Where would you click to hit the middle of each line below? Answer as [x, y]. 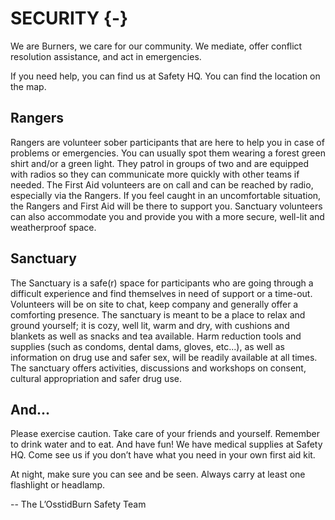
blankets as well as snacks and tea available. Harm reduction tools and [156, 336]
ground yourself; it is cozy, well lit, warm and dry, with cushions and [150, 325]
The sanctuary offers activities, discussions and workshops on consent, [158, 368]
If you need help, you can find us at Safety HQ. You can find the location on [165, 76]
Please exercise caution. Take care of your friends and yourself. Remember [165, 434]
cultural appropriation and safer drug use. [96, 378]
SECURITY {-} [69, 18]
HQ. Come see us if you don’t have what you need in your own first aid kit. [163, 455]
